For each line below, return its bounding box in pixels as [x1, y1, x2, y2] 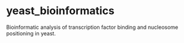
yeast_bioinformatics [6, 4, 115, 18]
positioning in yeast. [6, 29, 56, 37]
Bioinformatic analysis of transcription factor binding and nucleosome [6, 24, 179, 31]
